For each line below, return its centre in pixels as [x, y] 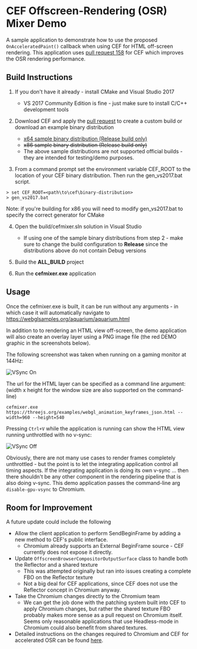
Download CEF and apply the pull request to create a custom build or [98, 121]
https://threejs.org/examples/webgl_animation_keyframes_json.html [91, 412]
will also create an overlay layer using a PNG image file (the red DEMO [91, 336]
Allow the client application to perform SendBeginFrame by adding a [98, 534]
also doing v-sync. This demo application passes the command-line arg [93, 483]
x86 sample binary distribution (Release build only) [85, 145]
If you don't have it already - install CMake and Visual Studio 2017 [94, 91]
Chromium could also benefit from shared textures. [86, 628]
